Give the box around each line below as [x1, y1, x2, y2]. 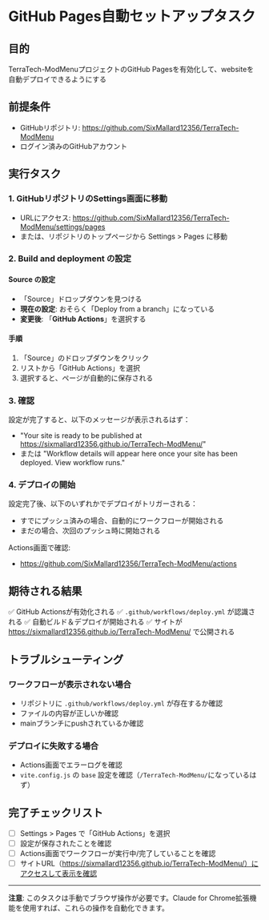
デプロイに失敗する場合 [8, 740, 98, 751]
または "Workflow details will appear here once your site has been [19, 449, 239, 459]
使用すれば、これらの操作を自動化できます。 [22, 903, 170, 913]
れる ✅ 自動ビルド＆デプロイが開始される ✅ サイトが [8, 617, 183, 627]
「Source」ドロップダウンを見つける [19, 294, 143, 303]
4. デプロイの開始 [8, 480, 76, 491]
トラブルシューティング [8, 653, 124, 666]
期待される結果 [8, 584, 82, 597]
